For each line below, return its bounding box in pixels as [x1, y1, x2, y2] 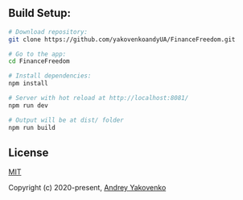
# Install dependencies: [8, 72, 92, 80]
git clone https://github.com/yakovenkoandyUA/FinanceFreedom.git [8, 35, 236, 44]
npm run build [8, 123, 56, 131]
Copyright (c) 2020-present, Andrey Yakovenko [8, 183, 167, 193]
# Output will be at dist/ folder [8, 116, 125, 124]
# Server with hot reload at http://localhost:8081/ [8, 94, 189, 102]
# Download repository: [8, 27, 89, 35]
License [8, 145, 49, 160]
